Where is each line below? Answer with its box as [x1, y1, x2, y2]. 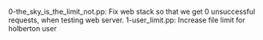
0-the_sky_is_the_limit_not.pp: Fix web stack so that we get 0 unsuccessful [8, 7, 256, 16]
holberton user [8, 24, 58, 33]
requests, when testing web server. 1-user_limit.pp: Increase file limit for [8, 15, 245, 25]
